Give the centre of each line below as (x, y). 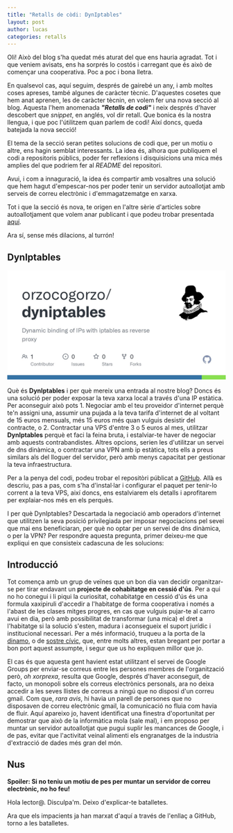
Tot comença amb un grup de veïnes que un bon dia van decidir (99, 582)
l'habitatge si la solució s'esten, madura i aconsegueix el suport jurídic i (109, 626)
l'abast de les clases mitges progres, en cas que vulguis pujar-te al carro (111, 611)
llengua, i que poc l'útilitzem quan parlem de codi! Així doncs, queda (105, 122)
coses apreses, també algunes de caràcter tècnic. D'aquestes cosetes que (114, 93)
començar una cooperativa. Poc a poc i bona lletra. (80, 72)
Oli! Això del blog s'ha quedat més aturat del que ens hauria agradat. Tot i (112, 57)
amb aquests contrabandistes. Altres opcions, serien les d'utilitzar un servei (115, 443)
